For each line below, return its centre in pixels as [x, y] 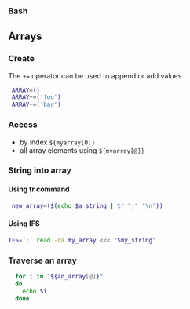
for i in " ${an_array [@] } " [59, 276]
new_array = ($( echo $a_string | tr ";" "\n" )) [87, 205]
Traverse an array [42, 260]
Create [22, 59]
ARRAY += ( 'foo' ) [36, 97]
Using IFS [24, 224]
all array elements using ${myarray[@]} [82, 150]
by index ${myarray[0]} [57, 142]
